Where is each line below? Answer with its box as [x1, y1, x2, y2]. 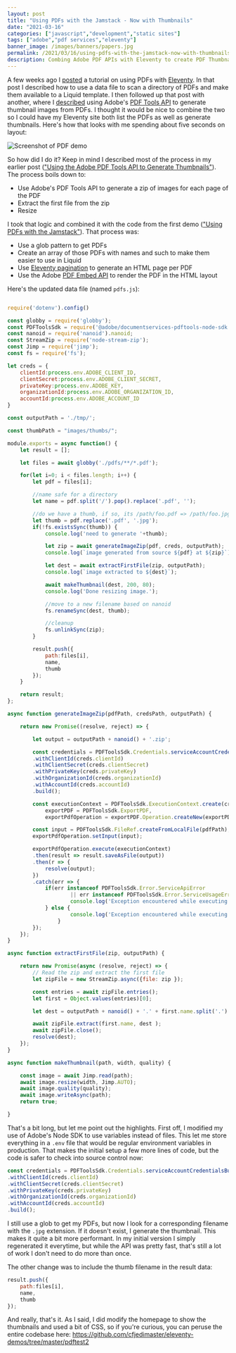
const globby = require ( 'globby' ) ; [7, 317, 112, 324]
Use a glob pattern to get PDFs [17, 241, 107, 249]
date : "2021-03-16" [7, 23, 65, 30]
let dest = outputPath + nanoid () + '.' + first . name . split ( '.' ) [32, 1008, 228, 1015]
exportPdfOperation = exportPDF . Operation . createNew [44, 813, 202, 821]
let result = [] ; [20, 447, 71, 454]
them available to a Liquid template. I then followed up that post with [7, 90, 205, 99]
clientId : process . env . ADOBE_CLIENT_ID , [20, 369, 137, 376]
